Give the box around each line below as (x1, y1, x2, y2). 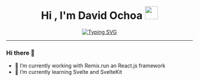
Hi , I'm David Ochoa (41, 9, 143, 22)
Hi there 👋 (6, 48, 36, 57)
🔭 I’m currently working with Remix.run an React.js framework (14, 62, 166, 69)
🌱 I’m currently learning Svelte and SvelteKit (14, 69, 123, 76)
